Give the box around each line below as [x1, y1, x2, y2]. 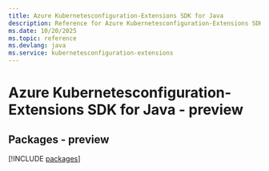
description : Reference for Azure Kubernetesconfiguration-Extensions [8, 19, 249, 27]
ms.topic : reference [8, 34, 78, 43]
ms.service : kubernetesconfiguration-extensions [8, 49, 174, 57]
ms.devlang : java [8, 42, 66, 50]
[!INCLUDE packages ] [8, 154, 81, 163]
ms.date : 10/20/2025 [8, 26, 78, 35]
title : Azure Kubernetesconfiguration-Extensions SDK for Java [8, 11, 224, 20]
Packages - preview [8, 132, 110, 146]
